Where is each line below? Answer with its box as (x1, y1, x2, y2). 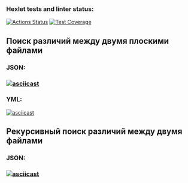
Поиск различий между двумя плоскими (6, 35, 169, 46)
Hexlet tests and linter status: (6, 5, 94, 13)
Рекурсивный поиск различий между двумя (6, 127, 183, 137)
